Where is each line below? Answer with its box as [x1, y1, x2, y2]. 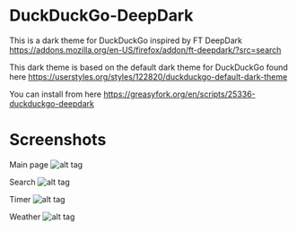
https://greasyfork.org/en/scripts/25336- [102, 89, 256, 99]
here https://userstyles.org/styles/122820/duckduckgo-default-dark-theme [9, 71, 288, 81]
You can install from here [9, 89, 101, 99]
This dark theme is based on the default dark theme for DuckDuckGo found [9, 62, 289, 73]
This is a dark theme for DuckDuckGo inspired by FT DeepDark [9, 35, 242, 46]
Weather [9, 211, 41, 222]
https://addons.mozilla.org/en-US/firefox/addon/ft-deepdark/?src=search [9, 44, 282, 55]
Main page [9, 158, 49, 170]
